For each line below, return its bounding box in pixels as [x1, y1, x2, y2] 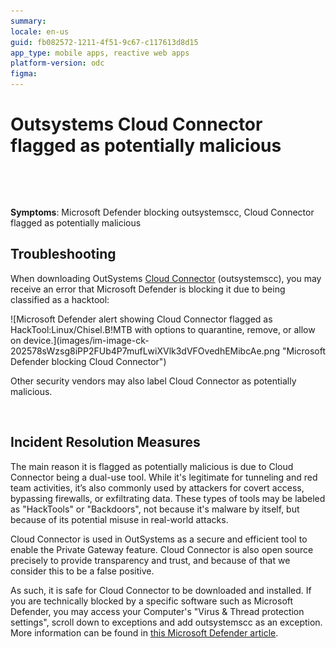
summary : [10, 16, 47, 26]
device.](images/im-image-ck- [23, 334, 150, 346]
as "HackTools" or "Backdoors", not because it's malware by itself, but [10, 503, 300, 515]
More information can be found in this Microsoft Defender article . [10, 626, 279, 639]
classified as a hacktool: [10, 293, 110, 305]
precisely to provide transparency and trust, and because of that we [10, 554, 291, 566]
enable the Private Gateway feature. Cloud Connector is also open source [10, 543, 314, 555]
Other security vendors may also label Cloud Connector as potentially [10, 375, 297, 387]
